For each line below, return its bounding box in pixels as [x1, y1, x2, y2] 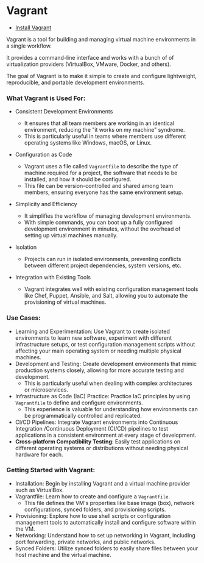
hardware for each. [15, 451, 63, 458]
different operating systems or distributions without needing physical [15, 444, 189, 451]
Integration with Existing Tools [15, 274, 91, 281]
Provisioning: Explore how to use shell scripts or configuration [15, 512, 171, 519]
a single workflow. [6, 42, 52, 49]
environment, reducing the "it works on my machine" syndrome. [24, 126, 185, 134]
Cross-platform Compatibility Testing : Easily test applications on [15, 437, 181, 445]
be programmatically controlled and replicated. [24, 412, 142, 419]
